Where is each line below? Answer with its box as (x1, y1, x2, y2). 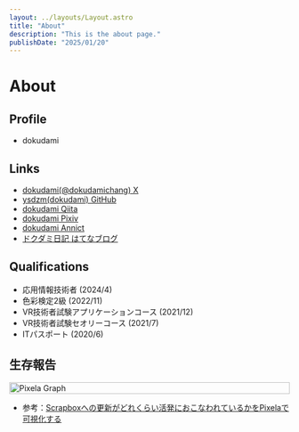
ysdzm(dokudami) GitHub (21, 194, 117, 205)
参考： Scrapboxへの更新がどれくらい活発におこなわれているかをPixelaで (21, 402, 289, 412)
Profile (9, 111, 47, 126)
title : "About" (9, 21, 66, 30)
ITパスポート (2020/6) (21, 329, 104, 339)
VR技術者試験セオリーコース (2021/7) (21, 317, 159, 328)
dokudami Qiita (21, 204, 78, 215)
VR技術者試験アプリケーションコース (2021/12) (21, 306, 194, 317)
